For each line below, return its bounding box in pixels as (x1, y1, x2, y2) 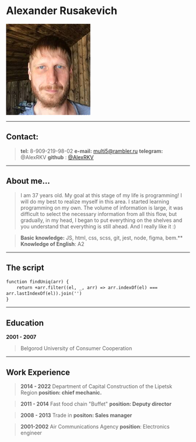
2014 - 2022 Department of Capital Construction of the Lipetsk (20, 383, 173, 390)
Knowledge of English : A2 (20, 240, 85, 247)
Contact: (6, 132, 39, 142)
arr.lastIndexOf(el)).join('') (6, 291, 82, 297)
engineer (20, 429, 43, 436)
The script (6, 262, 44, 273)
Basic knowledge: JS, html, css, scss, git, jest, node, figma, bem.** (20, 234, 183, 241)
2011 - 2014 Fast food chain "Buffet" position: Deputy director (20, 400, 172, 407)
